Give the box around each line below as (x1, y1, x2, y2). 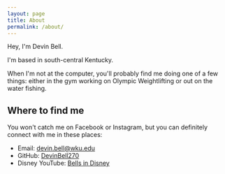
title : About (7, 17, 45, 24)
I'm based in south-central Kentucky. (7, 56, 114, 64)
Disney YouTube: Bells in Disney (17, 159, 110, 168)
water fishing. (7, 85, 47, 93)
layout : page (7, 10, 45, 17)
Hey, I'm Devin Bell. (7, 43, 64, 51)
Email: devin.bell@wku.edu (17, 144, 96, 152)
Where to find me (7, 104, 85, 116)
